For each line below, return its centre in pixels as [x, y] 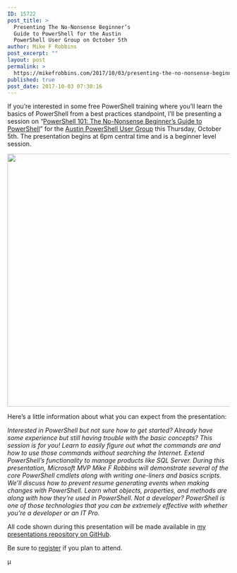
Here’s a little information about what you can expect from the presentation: [117, 417]
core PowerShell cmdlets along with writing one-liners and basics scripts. [115, 475]
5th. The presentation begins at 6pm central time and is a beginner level [112, 137]
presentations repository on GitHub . [59, 534]
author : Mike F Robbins [42, 47]
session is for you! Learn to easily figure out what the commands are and [114, 446]
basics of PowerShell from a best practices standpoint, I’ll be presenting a [115, 114]
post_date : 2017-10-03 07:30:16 [55, 86]
